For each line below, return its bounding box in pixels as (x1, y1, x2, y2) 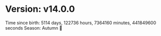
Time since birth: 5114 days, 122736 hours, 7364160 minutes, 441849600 (5, 20, 156, 26)
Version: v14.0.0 (5, 3, 75, 15)
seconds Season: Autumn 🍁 (5, 25, 63, 31)
